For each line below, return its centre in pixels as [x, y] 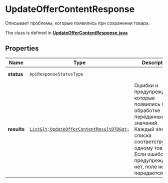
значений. [146, 122]
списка [143, 135]
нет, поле [146, 166]
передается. [149, 172]
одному [144, 147]
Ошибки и [146, 85]
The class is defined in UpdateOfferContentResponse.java [66, 32]
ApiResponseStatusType [56, 74]
